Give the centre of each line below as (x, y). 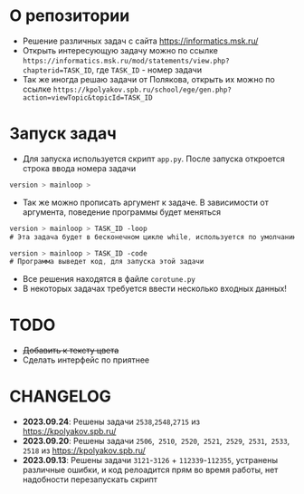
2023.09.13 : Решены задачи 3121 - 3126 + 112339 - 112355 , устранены (150, 460)
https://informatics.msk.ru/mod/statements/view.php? (126, 61)
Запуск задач (63, 134)
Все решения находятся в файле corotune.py (109, 279)
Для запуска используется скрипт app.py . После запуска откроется (153, 159)
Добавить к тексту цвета (71, 351)
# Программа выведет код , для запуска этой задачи (107, 262)
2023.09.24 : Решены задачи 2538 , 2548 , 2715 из (111, 421)
